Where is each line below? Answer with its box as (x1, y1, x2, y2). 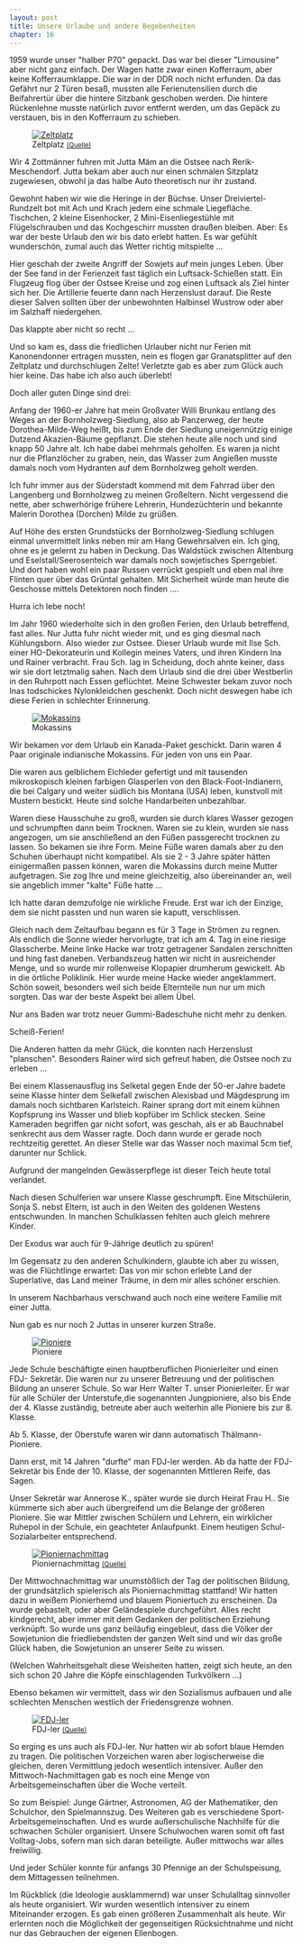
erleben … (9, 1063, 48, 1074)
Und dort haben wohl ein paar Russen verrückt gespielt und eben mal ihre (9, 564, 284, 575)
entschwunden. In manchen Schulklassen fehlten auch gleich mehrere (9, 1211, 270, 1222)
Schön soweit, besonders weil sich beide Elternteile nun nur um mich (9, 982, 266, 992)
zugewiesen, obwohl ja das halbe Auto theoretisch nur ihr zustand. (9, 176, 257, 187)
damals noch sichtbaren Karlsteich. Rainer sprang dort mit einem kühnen (9, 1100, 280, 1111)
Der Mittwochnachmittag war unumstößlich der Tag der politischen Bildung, (9, 1576, 290, 1586)
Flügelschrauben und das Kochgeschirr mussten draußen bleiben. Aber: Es (9, 222, 288, 233)
